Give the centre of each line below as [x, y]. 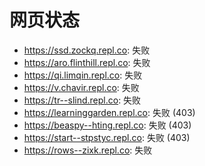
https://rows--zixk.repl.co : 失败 [88, 150]
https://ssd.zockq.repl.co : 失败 [87, 50]
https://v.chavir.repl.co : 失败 [81, 87]
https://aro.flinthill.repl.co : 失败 [87, 62]
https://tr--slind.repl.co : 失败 [82, 100]
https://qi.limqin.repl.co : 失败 [83, 75]
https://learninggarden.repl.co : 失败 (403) [109, 112]
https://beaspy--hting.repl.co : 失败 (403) [107, 125]
